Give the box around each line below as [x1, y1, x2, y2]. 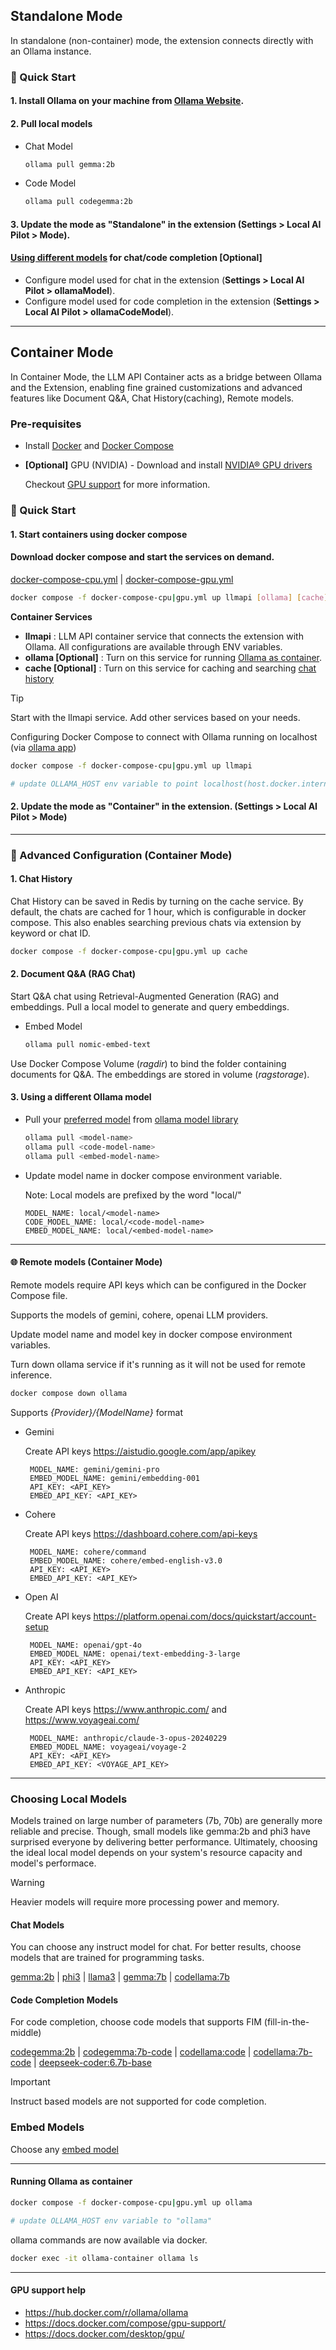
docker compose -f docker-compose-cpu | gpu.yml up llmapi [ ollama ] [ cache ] [10, 592, 329, 603]
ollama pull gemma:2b [24, 159, 115, 169]
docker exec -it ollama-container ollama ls [10, 2253, 199, 2263]
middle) [10, 2027, 42, 2039]
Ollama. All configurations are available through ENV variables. [24, 640, 283, 653]
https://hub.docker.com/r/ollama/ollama [24, 2306, 189, 2318]
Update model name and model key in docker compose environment [10, 1328, 293, 1340]
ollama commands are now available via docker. [10, 2234, 208, 2246]
